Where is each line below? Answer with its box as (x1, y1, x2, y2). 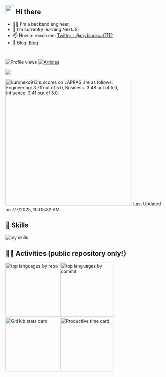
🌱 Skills (5, 221, 29, 230)
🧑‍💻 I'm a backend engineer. (12, 21, 70, 27)
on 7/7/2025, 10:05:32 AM (5, 206, 60, 212)
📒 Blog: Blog (12, 39, 38, 46)
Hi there (15, 8, 41, 16)
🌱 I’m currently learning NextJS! (12, 26, 79, 32)
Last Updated (133, 201, 161, 207)
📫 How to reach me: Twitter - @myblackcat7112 (12, 32, 113, 38)
